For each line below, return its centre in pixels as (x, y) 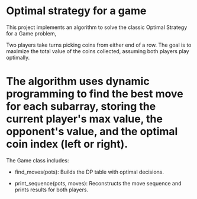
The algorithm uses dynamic (78, 81)
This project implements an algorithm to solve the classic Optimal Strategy (97, 27)
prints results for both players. (51, 190)
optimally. (18, 57)
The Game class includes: (38, 160)
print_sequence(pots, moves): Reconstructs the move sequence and (98, 183)
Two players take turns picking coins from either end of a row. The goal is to (99, 45)
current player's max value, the (84, 119)
